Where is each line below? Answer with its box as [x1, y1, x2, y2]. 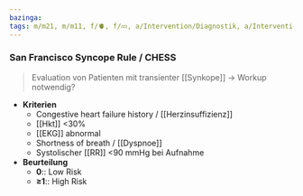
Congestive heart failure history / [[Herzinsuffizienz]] [35, 108, 233, 119]
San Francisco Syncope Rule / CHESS [9, 51, 177, 64]
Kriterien [22, 98, 57, 109]
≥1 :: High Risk [35, 175, 87, 186]
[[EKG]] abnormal [35, 127, 101, 138]
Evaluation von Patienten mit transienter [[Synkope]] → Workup [31, 71, 268, 82]
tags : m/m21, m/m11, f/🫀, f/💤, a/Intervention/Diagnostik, [9, 22, 241, 31]
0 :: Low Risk [35, 166, 82, 177]
